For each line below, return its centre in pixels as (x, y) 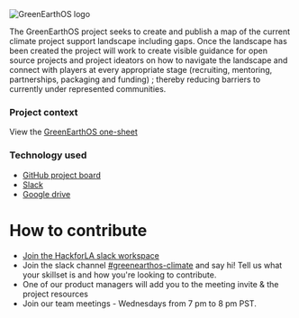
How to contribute (78, 230)
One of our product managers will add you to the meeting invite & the (150, 284)
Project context (44, 112)
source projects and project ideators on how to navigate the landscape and (149, 60)
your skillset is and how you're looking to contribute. (119, 275)
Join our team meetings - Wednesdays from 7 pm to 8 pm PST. (139, 303)
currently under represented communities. (88, 89)
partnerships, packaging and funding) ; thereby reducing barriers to (135, 79)
